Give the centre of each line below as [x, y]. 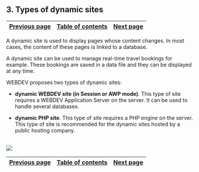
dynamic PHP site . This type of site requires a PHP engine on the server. [104, 118]
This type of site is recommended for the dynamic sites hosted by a [97, 124]
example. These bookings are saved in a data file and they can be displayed [99, 64]
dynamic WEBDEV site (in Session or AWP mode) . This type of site [98, 93]
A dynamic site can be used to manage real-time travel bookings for [89, 58]
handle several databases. [47, 106]
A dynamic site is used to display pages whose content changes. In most [95, 40]
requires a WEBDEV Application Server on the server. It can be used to [101, 100]
